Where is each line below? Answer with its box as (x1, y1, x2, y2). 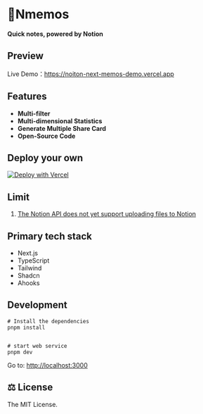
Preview (7, 50, 44, 62)
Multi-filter (17, 109, 51, 118)
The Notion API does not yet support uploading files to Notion (17, 210, 197, 218)
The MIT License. (7, 400, 58, 408)
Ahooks (17, 279, 40, 287)
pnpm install (7, 324, 46, 331)
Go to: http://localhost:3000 (7, 360, 88, 369)
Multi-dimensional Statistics (17, 116, 103, 125)
